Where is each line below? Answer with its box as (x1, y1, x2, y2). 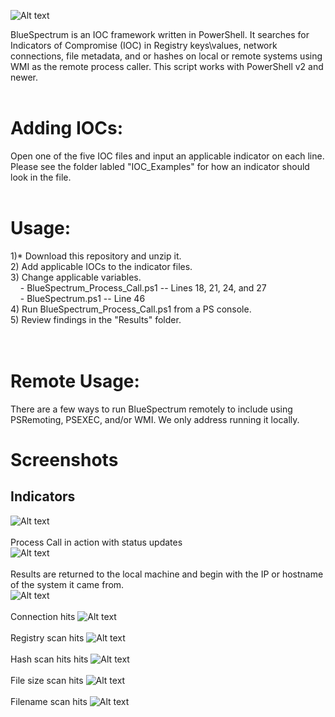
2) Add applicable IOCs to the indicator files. (10, 260, 193, 272)
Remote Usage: (10, 370, 140, 393)
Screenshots (10, 449, 119, 471)
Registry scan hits (10, 631, 85, 644)
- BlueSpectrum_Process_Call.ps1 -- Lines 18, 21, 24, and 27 (19, 281, 267, 294)
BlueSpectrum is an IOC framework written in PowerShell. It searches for (10, 29, 310, 40)
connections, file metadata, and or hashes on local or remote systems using (10, 50, 323, 62)
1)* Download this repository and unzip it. (10, 250, 182, 262)
